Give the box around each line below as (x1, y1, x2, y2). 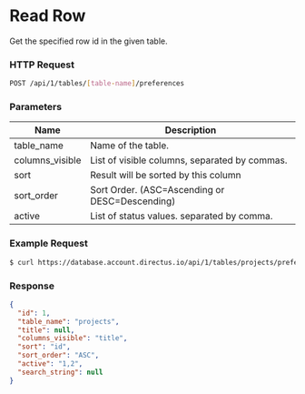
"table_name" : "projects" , (17, 317, 120, 326)
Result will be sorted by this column (90, 169, 242, 182)
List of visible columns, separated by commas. (90, 154, 288, 167)
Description (164, 124, 217, 136)
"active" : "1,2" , (17, 359, 84, 369)
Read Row (9, 5, 86, 26)
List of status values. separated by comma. (90, 210, 273, 223)
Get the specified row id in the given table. (9, 35, 168, 46)
